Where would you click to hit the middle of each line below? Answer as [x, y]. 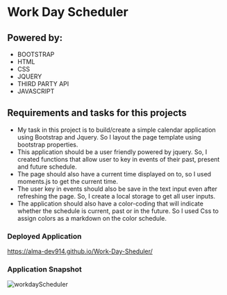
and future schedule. [47, 167]
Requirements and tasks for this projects [97, 113]
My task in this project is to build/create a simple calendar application [117, 130]
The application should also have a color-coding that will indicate [110, 203]
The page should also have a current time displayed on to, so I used [114, 174]
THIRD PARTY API [43, 84]
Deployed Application [44, 236]
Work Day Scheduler [68, 12]
